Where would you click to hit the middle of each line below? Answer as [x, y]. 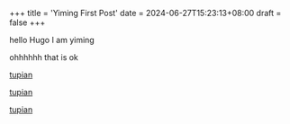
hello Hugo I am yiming [52, 40]
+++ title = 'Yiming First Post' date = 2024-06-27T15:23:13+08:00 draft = [145, 13]
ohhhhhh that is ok [44, 57]
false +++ [27, 22]
